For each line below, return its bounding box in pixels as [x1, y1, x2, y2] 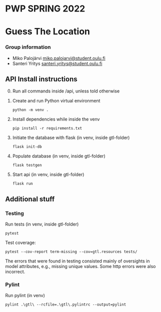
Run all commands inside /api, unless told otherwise [12, 88, 120, 94]
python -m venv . [12, 107, 49, 112]
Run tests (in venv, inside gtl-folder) [5, 221, 79, 227]
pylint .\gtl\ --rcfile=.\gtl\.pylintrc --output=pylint [5, 302, 126, 307]
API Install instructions [5, 75, 77, 83]
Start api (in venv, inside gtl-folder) [12, 171, 84, 177]
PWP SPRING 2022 [5, 3, 85, 14]
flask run [12, 181, 33, 186]
